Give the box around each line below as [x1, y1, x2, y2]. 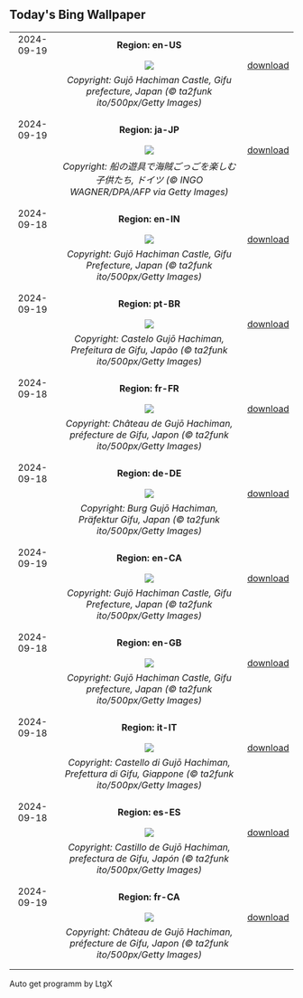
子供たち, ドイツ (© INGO [95, 174, 204, 186]
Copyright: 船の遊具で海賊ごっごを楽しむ [62, 160, 236, 173]
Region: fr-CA [118, 890, 180, 903]
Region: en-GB [116, 636, 182, 649]
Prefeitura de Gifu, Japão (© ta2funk [70, 344, 228, 356]
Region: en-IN [118, 212, 180, 225]
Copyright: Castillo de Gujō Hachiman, [67, 841, 231, 853]
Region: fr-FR [119, 381, 179, 394]
